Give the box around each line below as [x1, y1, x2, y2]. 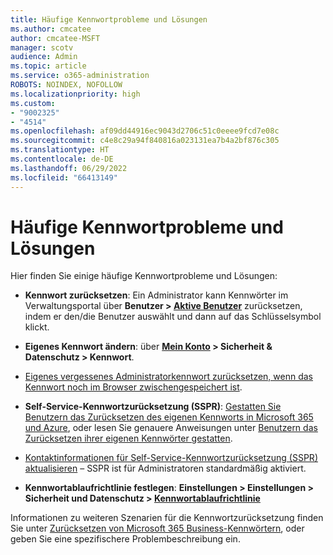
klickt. [24, 321, 50, 333]
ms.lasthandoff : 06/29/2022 [10, 163, 128, 173]
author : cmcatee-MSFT [10, 33, 101, 43]
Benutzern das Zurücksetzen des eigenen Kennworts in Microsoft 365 [24, 411, 314, 423]
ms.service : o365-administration [10, 71, 150, 81]
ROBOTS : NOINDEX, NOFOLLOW [10, 80, 123, 90]
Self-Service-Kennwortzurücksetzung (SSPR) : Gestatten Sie [24, 401, 282, 413]
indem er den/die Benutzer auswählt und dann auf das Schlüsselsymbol [24, 311, 322, 323]
